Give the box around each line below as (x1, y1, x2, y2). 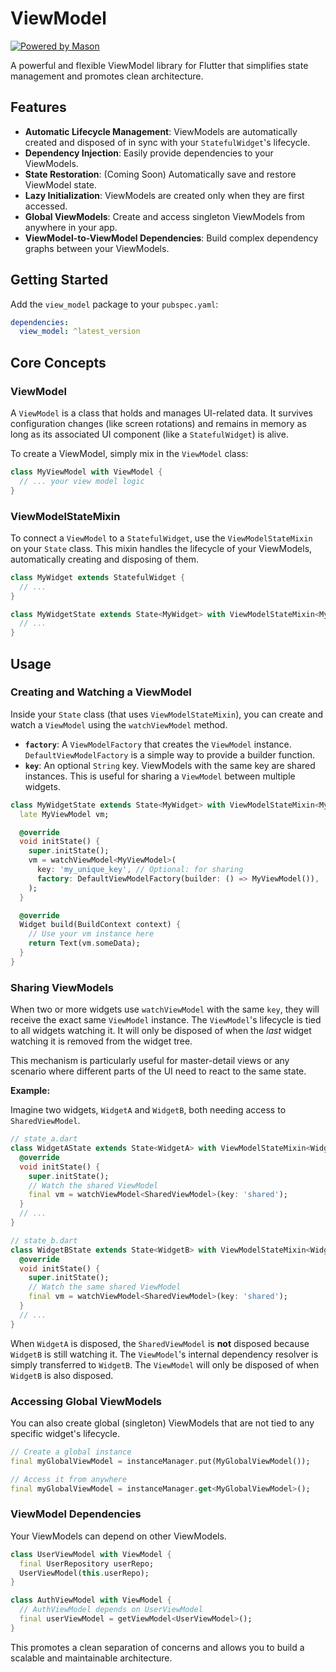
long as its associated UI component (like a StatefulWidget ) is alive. (10, 428, 289, 440)
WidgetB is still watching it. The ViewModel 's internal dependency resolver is (10, 1348, 319, 1360)
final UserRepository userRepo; (19, 1558, 155, 1569)
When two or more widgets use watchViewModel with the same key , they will (10, 1003, 320, 1016)
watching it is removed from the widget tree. (10, 1035, 193, 1047)
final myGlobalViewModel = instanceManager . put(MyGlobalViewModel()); (10, 1456, 311, 1466)
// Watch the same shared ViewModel (28, 1282, 182, 1292)
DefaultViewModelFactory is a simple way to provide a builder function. (24, 748, 316, 761)
